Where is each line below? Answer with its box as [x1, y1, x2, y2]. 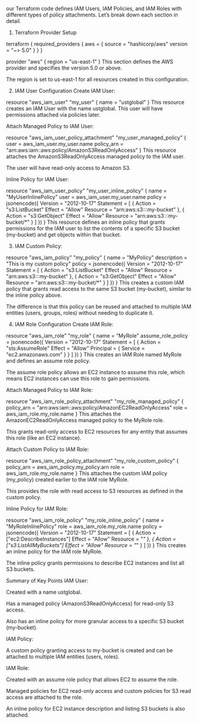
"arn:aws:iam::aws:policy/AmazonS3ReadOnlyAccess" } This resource [6, 147, 176, 153]
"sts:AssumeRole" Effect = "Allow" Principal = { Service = [6, 345, 145, 352]
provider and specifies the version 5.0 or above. [6, 64, 122, 71]
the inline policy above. [6, 292, 62, 299]
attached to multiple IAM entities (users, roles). [6, 653, 119, 660]
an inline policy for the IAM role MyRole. [6, 548, 103, 555]
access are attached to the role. [6, 693, 84, 701]
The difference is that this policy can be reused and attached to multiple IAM [6, 303, 192, 310]
